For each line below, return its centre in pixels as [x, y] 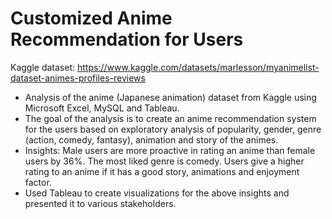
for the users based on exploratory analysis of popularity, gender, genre [173, 129]
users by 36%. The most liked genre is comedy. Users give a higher [164, 161]
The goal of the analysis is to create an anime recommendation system [170, 118]
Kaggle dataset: [43, 67]
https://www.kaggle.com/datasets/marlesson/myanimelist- [198, 67]
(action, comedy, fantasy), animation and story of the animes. [151, 139]
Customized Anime [91, 18]
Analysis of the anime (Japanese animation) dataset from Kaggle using [170, 97]
